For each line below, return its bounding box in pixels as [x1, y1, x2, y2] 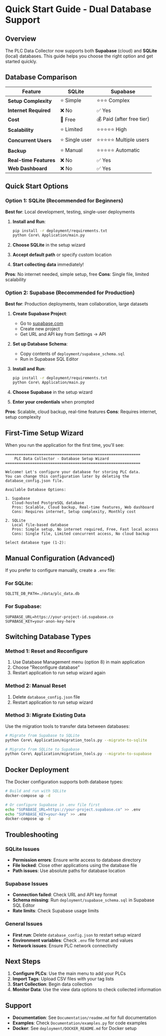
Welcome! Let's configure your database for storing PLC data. [5, 470, 141, 475]
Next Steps [5, 957, 41, 966]
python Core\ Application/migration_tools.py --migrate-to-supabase [5, 752, 152, 757]
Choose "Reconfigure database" [12, 664, 80, 670]
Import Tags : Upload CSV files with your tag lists [12, 976, 114, 982]
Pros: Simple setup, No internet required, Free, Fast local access [12, 527, 158, 532]
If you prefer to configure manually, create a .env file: [5, 567, 116, 573]
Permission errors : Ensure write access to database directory [12, 857, 141, 863]
